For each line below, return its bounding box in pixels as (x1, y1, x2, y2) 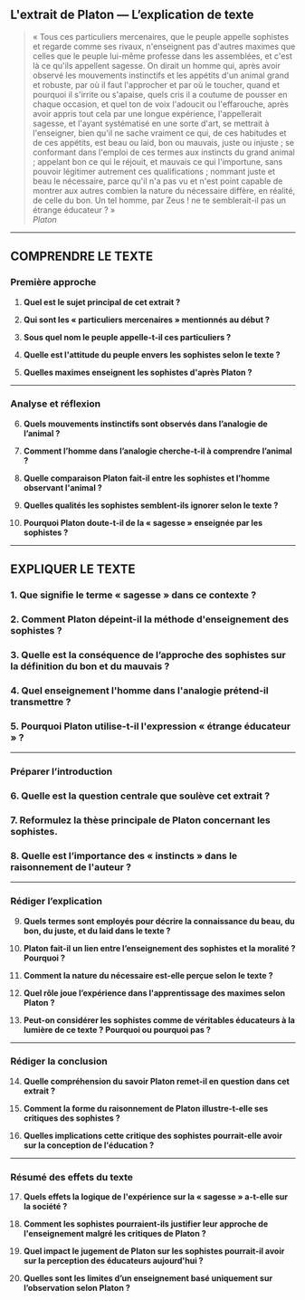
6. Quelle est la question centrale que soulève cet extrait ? (10, 789, 271, 802)
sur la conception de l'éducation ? (23, 1140, 155, 1151)
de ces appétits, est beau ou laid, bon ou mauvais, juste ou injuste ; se (32, 137, 295, 148)
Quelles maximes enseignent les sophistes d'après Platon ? (23, 367, 253, 378)
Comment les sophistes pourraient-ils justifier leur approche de (23, 1219, 269, 1229)
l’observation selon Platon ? (23, 1283, 130, 1294)
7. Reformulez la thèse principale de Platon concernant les (10, 814, 271, 827)
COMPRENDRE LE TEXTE (10, 249, 153, 264)
